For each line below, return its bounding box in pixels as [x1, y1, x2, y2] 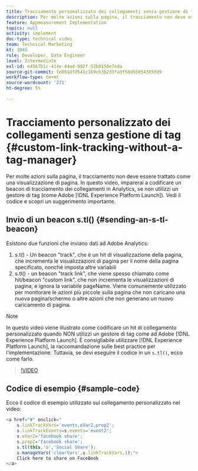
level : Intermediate [6, 58, 57, 64]
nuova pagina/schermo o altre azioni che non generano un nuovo [14, 295, 174, 302]
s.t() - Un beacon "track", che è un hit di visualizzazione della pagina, [14, 251, 183, 258]
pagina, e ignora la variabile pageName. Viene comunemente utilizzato [14, 282, 187, 289]
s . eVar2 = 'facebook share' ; [16, 433, 83, 439]
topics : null [6, 25, 38, 31]
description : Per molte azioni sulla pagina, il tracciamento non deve [6, 14, 186, 20]
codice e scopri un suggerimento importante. [6, 198, 116, 205]
